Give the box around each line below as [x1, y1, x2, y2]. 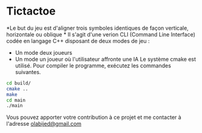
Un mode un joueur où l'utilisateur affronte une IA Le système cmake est [15, 55, 196, 63]
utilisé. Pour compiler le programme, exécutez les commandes [15, 62, 172, 69]
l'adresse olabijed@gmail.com [6, 120, 82, 128]
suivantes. [15, 68, 41, 75]
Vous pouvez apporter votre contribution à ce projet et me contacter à [6, 114, 182, 121]
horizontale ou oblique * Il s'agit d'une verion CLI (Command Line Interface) [6, 30, 196, 38]
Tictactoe [6, 4, 56, 18]
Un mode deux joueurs [15, 49, 73, 56]
